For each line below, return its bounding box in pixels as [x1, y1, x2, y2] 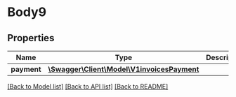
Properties [7, 32, 55, 44]
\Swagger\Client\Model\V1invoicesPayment [48, 64, 199, 74]
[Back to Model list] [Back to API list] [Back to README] [7, 82, 169, 91]
